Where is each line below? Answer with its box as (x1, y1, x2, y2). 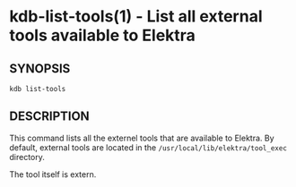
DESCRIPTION (9, 109, 90, 124)
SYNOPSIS (9, 61, 71, 76)
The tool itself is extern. (9, 168, 97, 180)
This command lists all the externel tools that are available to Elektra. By (9, 132, 275, 143)
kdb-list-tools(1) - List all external (9, 6, 263, 27)
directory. (9, 151, 45, 162)
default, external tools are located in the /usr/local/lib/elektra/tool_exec (9, 141, 287, 153)
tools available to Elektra (9, 25, 196, 46)
